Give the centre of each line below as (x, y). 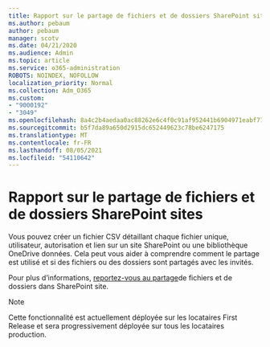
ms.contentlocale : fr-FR (50, 143)
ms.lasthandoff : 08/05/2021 (55, 150)
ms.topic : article (39, 61)
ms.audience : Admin (41, 53)
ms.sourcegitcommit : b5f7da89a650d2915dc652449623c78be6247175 (117, 128)
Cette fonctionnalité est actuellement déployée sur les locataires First (123, 317)
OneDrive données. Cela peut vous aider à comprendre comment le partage (134, 254)
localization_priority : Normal (61, 83)
